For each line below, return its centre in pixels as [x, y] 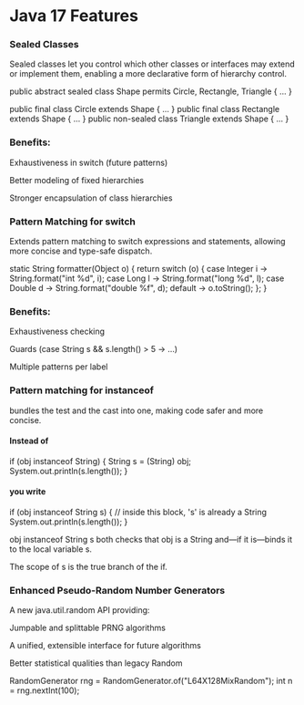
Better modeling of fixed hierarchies [76, 180]
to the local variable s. [51, 549]
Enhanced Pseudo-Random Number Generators [117, 591]
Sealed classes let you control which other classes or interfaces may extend [152, 64]
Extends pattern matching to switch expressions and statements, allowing [147, 242]
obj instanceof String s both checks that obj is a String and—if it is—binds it [151, 540]
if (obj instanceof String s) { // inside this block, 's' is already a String [138, 513]
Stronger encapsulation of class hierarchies [91, 198]
